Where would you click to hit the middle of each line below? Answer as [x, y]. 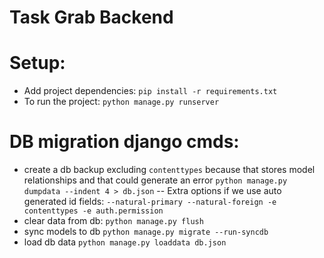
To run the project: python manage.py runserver [121, 102]
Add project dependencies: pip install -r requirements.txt [150, 91]
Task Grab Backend [91, 17]
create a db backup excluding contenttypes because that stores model [169, 170]
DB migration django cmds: [124, 142]
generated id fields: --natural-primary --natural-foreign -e [150, 202]
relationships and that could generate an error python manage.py [155, 180]
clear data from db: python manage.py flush [113, 221]
